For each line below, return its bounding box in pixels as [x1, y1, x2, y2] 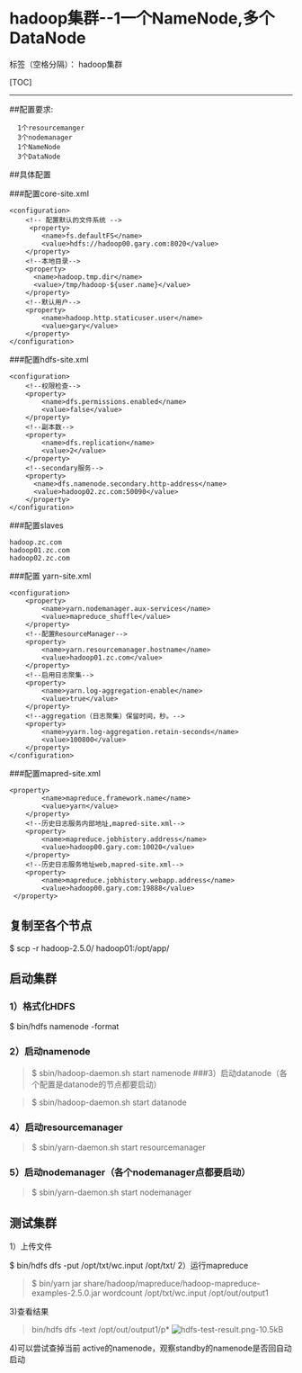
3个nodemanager [17, 132, 74, 142]
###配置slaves [9, 519, 65, 531]
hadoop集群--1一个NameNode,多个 [9, 8, 275, 29]
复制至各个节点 [9, 919, 93, 934]
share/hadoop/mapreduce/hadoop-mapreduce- [83, 1279, 261, 1289]
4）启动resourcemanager [9, 1121, 124, 1134]
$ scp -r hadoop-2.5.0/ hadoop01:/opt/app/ [9, 942, 170, 954]
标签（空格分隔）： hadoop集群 [9, 58, 123, 69]
